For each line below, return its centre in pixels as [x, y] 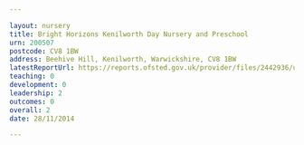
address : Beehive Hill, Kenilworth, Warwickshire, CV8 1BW [123, 60]
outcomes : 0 [32, 101]
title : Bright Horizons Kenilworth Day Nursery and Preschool [129, 34]
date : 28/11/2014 [42, 119]
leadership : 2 [36, 93]
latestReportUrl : [42, 68]
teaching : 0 [32, 77]
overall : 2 [30, 110]
